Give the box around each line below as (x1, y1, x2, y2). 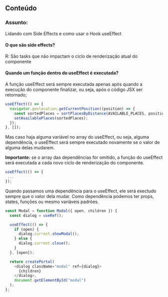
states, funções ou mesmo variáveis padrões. (5, 199, 99, 205)
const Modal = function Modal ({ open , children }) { (5, 208, 117, 213)
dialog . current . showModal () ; (18, 231, 79, 237)
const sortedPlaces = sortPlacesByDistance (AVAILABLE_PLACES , (14, 111, 146, 116)
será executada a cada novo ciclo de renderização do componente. (5, 160, 144, 166)
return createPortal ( (9, 259, 55, 264)
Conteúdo (5, 4, 37, 13)
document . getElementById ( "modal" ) (14, 278, 86, 283)
